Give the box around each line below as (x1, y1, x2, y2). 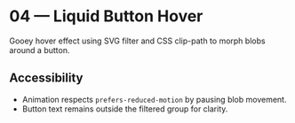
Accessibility (9, 71, 84, 86)
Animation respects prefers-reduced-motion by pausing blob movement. (21, 94, 287, 104)
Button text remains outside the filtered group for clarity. (21, 104, 228, 114)
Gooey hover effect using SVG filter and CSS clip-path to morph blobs (9, 35, 266, 46)
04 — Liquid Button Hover (9, 6, 203, 27)
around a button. (9, 44, 70, 55)
